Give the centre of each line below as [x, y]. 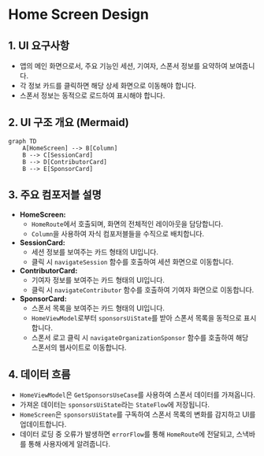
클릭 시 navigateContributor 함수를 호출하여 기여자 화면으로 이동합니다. [143, 290]
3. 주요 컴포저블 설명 [55, 195]
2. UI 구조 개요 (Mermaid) [69, 122]
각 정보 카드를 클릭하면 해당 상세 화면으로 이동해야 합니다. [108, 85]
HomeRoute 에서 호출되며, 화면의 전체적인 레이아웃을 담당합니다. [127, 224]
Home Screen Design [79, 15]
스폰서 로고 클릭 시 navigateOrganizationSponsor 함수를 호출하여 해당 [140, 337]
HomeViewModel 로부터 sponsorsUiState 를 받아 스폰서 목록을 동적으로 [136, 317]
